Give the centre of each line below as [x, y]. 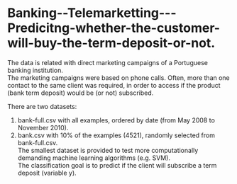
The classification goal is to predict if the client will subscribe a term [117, 165]
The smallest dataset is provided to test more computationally [108, 150]
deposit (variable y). [47, 173]
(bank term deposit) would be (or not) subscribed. [81, 93]
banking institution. [35, 70]
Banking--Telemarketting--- [92, 13]
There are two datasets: [42, 106]
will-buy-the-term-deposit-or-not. [111, 43]
